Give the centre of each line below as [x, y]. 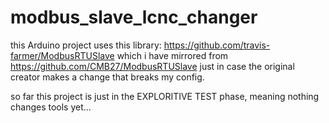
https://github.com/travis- [217, 45]
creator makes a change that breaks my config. [107, 77]
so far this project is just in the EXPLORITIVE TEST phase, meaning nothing [165, 96]
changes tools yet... [51, 107]
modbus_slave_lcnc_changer [134, 17]
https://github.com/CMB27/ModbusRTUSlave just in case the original [152, 66]
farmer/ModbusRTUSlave [62, 55]
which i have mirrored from [172, 55]
